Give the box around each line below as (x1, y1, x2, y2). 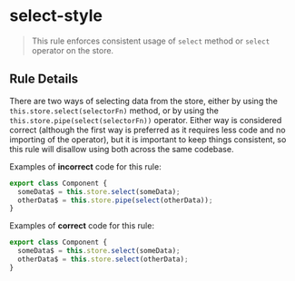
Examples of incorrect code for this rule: (9, 160, 162, 172)
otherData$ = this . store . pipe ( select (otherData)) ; (17, 196, 213, 205)
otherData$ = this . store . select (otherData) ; (17, 255, 189, 264)
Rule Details (9, 72, 79, 87)
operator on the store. (31, 44, 114, 55)
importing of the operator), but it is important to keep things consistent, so (9, 133, 287, 145)
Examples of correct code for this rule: (9, 220, 154, 231)
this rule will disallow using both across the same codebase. (9, 143, 234, 154)
